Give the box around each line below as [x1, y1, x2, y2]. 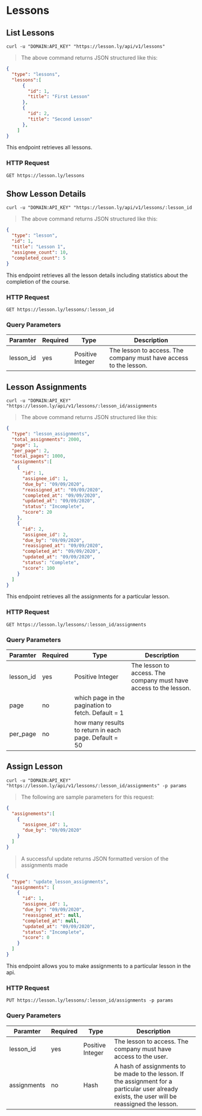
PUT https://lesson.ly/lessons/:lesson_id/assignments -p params [6, 997, 173, 1003]
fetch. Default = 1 [74, 708, 124, 717]
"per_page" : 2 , [11, 447, 50, 454]
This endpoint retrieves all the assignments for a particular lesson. [6, 593, 170, 600]
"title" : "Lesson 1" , [11, 244, 66, 250]
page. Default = [74, 733, 118, 741]
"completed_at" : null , [22, 918, 79, 924]
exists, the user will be [114, 1092, 177, 1100]
